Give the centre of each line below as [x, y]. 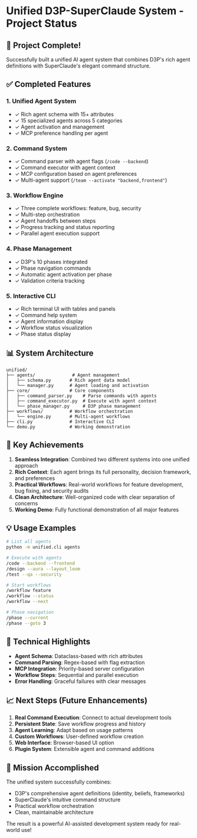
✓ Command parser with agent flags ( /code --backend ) [81, 161]
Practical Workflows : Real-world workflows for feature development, [99, 484]
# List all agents [29, 542]
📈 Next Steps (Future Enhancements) [77, 700]
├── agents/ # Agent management [63, 375]
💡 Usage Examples [41, 528]
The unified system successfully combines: [59, 782]
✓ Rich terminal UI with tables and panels [65, 308]
